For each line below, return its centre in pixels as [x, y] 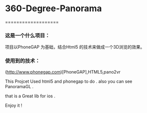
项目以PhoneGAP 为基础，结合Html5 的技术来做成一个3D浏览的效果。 [75, 47]
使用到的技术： [23, 61]
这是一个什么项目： [28, 36]
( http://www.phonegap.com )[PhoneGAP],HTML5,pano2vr [63, 72]
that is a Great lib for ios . [30, 96]
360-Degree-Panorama [54, 9]
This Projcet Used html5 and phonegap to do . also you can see [69, 81]
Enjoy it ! [14, 105]
